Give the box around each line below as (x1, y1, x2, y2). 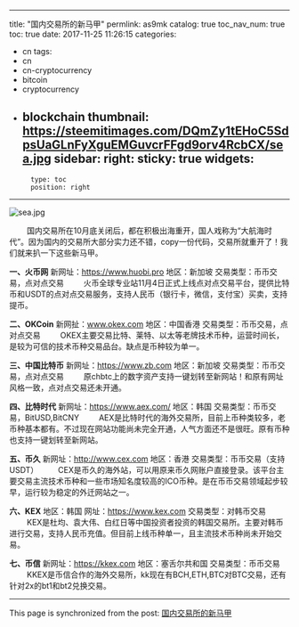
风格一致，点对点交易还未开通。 (9, 382, 126, 393)
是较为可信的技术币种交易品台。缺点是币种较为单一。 (9, 340, 205, 352)
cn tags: (21, 46, 53, 56)
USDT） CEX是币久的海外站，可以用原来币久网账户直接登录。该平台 (9, 464, 277, 475)
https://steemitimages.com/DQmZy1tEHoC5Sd (21, 124, 289, 139)
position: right (30, 183, 91, 191)
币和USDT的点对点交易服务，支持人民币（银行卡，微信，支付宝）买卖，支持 (9, 289, 288, 299)
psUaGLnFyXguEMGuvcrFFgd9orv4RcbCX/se (21, 137, 284, 152)
